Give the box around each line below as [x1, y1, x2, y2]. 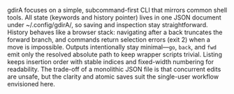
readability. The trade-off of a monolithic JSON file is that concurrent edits [7, 65, 221, 73]
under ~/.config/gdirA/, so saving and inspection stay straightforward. [7, 21, 208, 29]
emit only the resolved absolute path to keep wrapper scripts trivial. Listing [7, 50, 222, 58]
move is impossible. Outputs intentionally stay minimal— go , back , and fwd [7, 43, 217, 51]
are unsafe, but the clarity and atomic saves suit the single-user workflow [7, 72, 219, 81]
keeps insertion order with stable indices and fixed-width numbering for [7, 58, 214, 65]
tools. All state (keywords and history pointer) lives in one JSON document [7, 13, 221, 22]
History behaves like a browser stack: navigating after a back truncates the [7, 28, 223, 36]
